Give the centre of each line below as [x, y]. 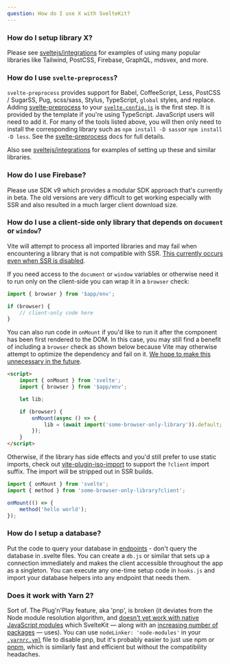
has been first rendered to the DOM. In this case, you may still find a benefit [114, 340]
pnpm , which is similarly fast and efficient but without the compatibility [107, 647]
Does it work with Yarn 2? [50, 595]
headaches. [24, 654]
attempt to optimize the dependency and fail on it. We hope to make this [109, 354]
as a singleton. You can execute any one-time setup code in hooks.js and [111, 570]
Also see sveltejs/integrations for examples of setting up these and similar [112, 150]
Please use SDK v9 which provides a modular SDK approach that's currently [115, 190]
